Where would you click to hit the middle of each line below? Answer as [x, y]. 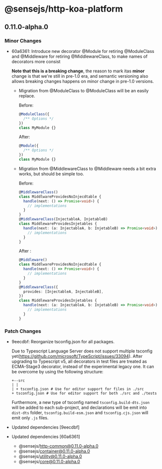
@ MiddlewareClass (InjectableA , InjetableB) [63, 219]
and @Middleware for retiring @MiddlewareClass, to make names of [80, 56]
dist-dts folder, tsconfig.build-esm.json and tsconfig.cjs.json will [80, 412]
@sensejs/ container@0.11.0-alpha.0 [54, 451]
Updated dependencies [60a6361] [46, 436]
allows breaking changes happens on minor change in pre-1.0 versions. [83, 81]
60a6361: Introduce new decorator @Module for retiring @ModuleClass [83, 51]
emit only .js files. [30, 418]
